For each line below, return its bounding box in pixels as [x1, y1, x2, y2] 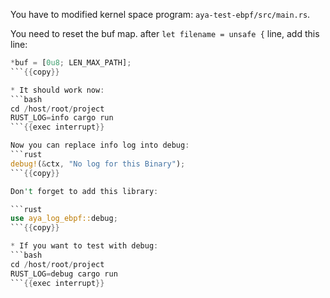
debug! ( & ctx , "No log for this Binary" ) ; [10, 159, 186, 169]
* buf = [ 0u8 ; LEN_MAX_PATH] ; [10, 58, 132, 68]
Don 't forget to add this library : [10, 186, 159, 196]
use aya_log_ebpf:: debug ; [10, 214, 118, 224]
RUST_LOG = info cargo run [10, 113, 114, 123]
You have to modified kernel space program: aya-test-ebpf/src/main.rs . [10, 9, 311, 20]
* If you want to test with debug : [10, 241, 159, 251]
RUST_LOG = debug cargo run [10, 269, 118, 279]
